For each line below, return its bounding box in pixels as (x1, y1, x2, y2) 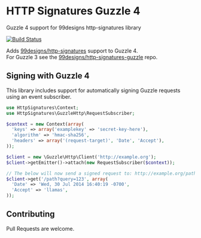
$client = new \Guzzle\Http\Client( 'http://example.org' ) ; (6, 154, 157, 160)
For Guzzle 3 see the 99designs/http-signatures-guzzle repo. (6, 53, 158, 60)
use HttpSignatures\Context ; (6, 105, 79, 111)
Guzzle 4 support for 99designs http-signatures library (6, 24, 142, 31)
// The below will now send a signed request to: (6, 170, 133, 176)
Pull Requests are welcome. (6, 225, 75, 232)
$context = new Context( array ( (6, 121, 84, 127)
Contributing (6, 209, 55, 219)
